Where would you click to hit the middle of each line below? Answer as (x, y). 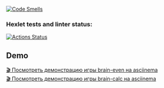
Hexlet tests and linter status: (49, 24)
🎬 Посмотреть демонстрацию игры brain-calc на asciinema (81, 79)
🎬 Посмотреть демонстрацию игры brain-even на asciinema (82, 70)
